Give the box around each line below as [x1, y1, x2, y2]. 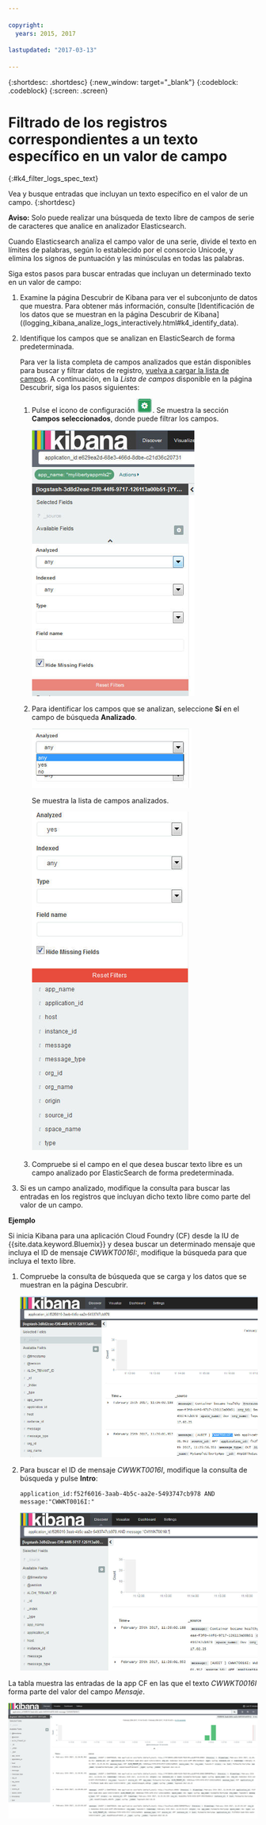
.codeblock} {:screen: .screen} [8, 86, 108, 95]
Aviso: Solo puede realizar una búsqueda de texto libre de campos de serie [8, 213, 255, 222]
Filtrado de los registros [8, 114, 168, 132]
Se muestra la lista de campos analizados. [31, 795, 169, 805]
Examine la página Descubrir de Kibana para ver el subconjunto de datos [19, 292, 258, 302]
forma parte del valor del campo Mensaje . [8, 1687, 145, 1696]
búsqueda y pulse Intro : [19, 1473, 98, 1484]
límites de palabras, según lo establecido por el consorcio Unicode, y [8, 244, 234, 254]
